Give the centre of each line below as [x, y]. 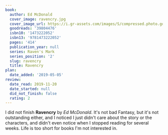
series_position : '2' [32, 56]
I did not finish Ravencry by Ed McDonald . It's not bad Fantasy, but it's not [82, 112]
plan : [11, 70]
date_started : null [30, 89]
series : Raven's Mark [32, 51]
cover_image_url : [28, 24]
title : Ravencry [26, 65]
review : [13, 79]
